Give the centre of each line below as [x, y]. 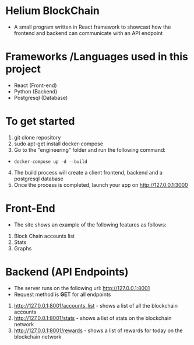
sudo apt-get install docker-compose [58, 144]
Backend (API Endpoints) [67, 272]
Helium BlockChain [52, 11]
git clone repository [37, 137]
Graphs [23, 248]
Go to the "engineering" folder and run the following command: [89, 149]
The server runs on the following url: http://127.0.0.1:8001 [82, 288]
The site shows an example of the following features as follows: [90, 224]
